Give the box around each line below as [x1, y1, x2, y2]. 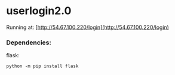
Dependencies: [6, 38, 52, 47]
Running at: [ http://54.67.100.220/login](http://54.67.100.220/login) [6, 24, 169, 31]
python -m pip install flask [6, 63, 79, 69]
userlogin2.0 [6, 4, 72, 18]
